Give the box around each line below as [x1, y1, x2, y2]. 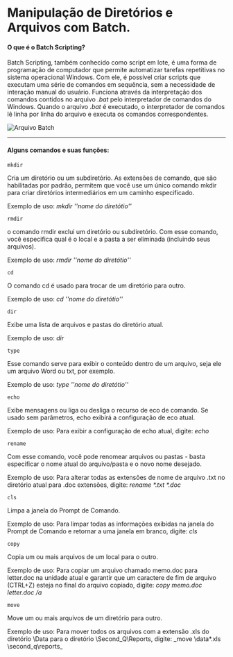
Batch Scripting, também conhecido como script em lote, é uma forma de [7, 58, 217, 67]
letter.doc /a [7, 588, 42, 597]
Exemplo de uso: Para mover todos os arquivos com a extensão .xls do [7, 627, 209, 635]
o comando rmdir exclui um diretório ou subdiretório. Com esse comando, [7, 227, 218, 235]
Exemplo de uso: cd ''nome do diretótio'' [7, 294, 123, 303]
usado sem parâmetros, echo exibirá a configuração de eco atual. [7, 413, 196, 422]
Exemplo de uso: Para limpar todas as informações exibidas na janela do [7, 519, 214, 528]
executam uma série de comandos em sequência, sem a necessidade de [7, 81, 216, 89]
